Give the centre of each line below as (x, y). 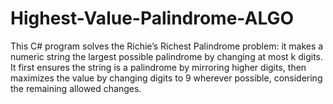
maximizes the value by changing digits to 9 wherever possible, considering (166, 78)
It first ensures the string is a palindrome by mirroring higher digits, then (158, 67)
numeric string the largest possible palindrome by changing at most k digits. (167, 56)
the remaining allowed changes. (76, 88)
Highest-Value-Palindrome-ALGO (152, 18)
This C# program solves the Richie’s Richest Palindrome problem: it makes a (167, 46)
